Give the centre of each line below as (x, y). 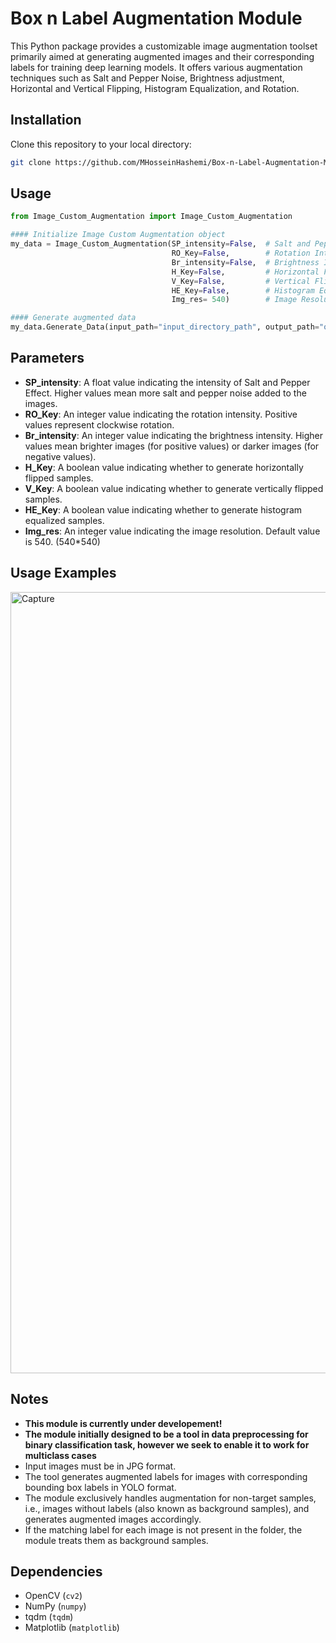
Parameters (47, 358)
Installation (46, 120)
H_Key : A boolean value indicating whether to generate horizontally (164, 467)
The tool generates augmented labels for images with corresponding (166, 1476)
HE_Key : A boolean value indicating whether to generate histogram (163, 509)
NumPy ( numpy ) (55, 1606)
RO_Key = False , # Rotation (241, 253)
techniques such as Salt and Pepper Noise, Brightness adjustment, (147, 78)
